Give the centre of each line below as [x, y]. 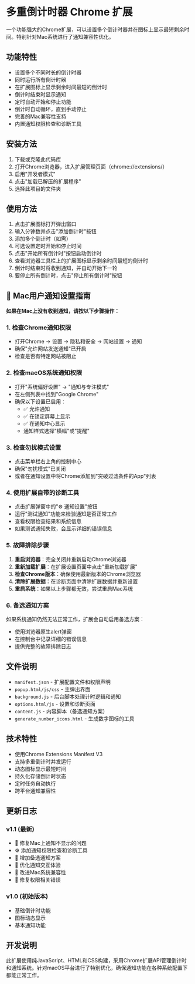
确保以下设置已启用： [40, 401]
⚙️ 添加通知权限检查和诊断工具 [51, 850]
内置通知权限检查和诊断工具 [48, 123]
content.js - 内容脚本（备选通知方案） [61, 711]
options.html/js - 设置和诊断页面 [55, 704]
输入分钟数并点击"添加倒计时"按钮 [55, 231]
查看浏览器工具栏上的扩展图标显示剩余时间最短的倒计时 [81, 261]
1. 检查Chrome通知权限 [39, 328]
